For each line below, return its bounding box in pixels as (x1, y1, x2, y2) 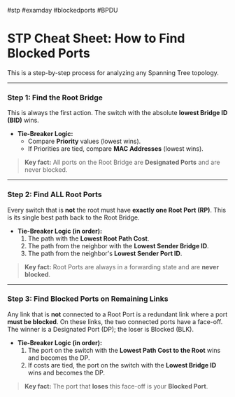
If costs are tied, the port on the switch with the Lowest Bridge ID (27, 361, 217, 369)
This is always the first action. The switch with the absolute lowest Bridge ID (7, 109, 228, 117)
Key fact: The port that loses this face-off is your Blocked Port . (24, 382, 208, 390)
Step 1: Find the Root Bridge (7, 93, 103, 102)
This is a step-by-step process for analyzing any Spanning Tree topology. (7, 68, 219, 76)
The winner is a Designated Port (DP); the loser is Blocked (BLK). (7, 325, 194, 333)
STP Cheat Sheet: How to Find (7, 31, 185, 46)
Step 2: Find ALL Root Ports (7, 189, 103, 199)
